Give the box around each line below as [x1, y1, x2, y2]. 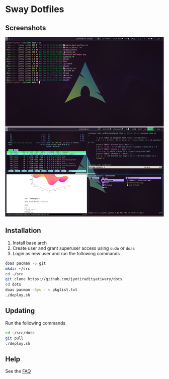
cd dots [5, 282, 22, 287]
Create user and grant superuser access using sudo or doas [12, 245, 135, 251]
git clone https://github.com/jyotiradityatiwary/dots [5, 277, 123, 282]
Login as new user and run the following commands [12, 250, 120, 256]
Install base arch [12, 240, 47, 246]
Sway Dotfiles [5, 4, 64, 15]
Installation [5, 226, 41, 235]
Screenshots [5, 24, 46, 32]
